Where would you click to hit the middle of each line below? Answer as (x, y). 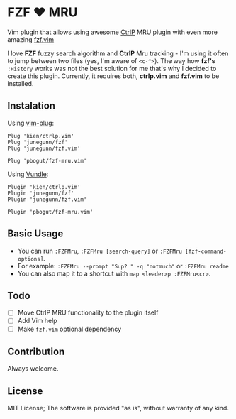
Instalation (31, 106)
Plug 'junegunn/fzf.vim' (44, 148)
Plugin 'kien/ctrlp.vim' (44, 187)
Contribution (36, 351)
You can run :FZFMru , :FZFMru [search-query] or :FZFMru (100, 251)
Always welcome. (33, 369)
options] (30, 259)
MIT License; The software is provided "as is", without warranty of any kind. (118, 408)
